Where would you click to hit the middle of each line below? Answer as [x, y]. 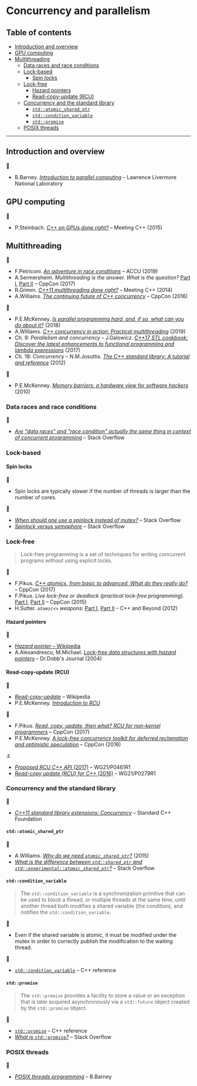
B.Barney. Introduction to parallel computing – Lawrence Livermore [96, 177]
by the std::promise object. [53, 1008]
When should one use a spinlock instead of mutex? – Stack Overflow [98, 520]
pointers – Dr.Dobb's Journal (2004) [58, 658]
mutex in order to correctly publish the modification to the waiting [94, 942]
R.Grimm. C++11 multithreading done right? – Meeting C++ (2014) [94, 290]
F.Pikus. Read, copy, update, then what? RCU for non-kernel [87, 725]
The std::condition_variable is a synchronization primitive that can [103, 893]
